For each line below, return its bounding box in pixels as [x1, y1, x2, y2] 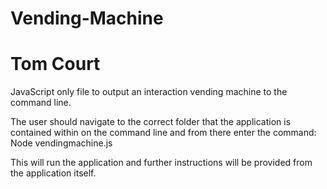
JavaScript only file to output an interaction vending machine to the [10, 86, 288, 98]
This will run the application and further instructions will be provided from [10, 157, 313, 169]
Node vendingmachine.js [10, 137, 113, 149]
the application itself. [10, 167, 97, 179]
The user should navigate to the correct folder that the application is [10, 116, 292, 128]
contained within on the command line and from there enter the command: [10, 127, 317, 139]
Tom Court [10, 53, 101, 76]
